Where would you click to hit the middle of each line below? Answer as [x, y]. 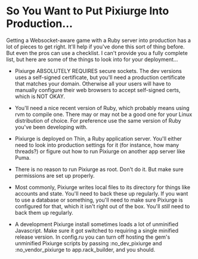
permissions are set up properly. [55, 175]
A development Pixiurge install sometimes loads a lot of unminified [97, 224]
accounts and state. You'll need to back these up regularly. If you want [101, 193]
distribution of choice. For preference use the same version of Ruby [98, 120]
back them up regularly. [44, 212]
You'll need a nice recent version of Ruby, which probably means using [102, 108]
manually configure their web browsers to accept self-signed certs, [98, 90]
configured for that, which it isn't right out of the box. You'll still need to [102, 206]
